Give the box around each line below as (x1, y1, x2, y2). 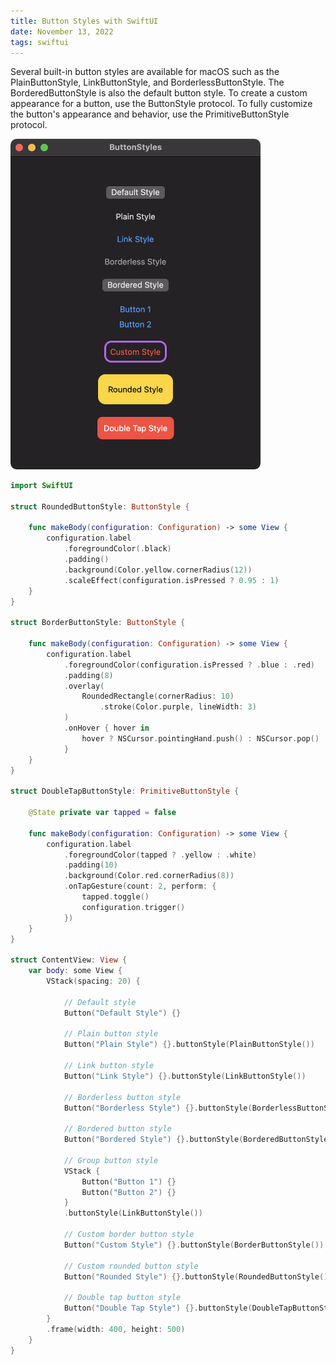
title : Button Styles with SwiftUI (10, 16, 159, 26)
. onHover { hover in (63, 723, 150, 734)
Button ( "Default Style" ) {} (63, 1008, 182, 1018)
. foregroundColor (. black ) (63, 544, 172, 554)
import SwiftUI (10, 480, 74, 490)
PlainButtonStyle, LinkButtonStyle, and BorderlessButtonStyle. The (10, 76, 285, 89)
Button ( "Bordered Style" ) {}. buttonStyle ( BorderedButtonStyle (63, 1135, 329, 1145)
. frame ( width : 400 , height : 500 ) (46, 1324, 186, 1334)
